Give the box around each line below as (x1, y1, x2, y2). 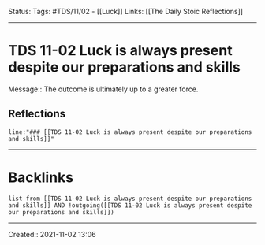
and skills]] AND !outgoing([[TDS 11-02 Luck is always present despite (8, 201, 252, 210)
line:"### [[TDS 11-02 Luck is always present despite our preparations (8, 128, 252, 136)
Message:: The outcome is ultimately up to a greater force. (8, 84, 199, 94)
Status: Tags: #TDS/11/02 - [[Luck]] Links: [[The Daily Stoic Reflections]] (8, 7, 243, 16)
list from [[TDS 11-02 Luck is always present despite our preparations (8, 195, 252, 202)
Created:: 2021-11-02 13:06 (8, 229, 96, 239)
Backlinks (8, 169, 74, 186)
